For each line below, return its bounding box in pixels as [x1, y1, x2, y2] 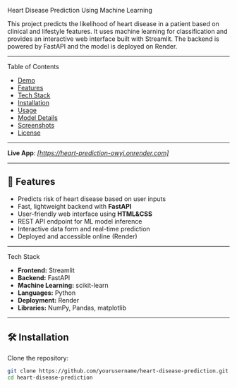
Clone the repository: [7, 353, 69, 362]
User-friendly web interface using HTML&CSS [17, 210, 153, 218]
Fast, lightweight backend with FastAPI [17, 202, 132, 210]
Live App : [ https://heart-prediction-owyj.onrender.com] [7, 149, 169, 157]
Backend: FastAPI [17, 273, 71, 281]
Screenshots [17, 121, 55, 129]
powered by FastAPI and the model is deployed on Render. [7, 42, 178, 50]
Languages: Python [17, 289, 76, 297]
